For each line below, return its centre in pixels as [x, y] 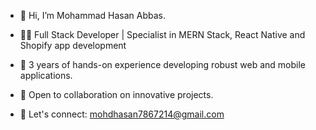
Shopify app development [73, 45]
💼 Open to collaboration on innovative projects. [116, 94]
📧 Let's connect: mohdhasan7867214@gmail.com [122, 114]
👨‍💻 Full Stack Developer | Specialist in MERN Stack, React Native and [162, 34]
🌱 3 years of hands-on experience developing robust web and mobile [162, 64]
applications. [46, 75]
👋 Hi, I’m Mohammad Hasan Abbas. [93, 15]
